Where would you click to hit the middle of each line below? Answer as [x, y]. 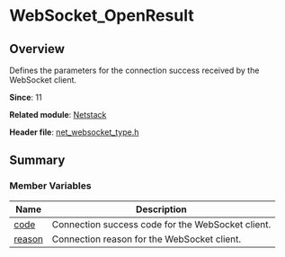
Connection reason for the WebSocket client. [147, 239]
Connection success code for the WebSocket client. [161, 224]
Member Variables [50, 186]
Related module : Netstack [58, 115]
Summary [37, 160]
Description [161, 209]
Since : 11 [26, 97]
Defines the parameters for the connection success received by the [134, 70]
